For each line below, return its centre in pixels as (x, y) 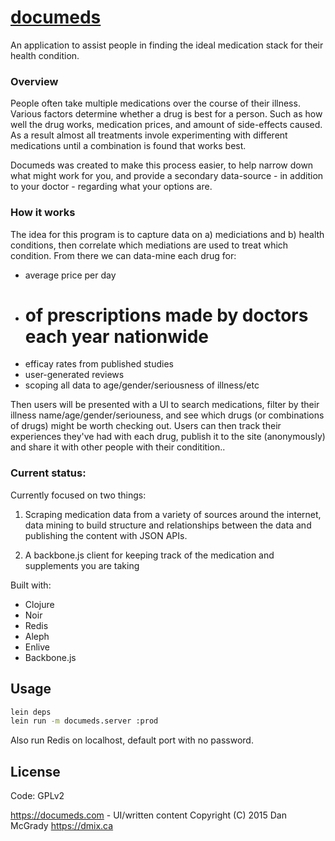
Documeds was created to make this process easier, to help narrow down (162, 165)
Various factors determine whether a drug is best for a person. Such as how (166, 114)
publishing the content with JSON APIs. (106, 535)
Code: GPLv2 (37, 796)
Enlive (37, 647)
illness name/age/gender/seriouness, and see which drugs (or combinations (167, 415)
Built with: (31, 585)
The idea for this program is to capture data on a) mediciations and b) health (167, 234)
